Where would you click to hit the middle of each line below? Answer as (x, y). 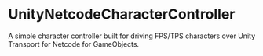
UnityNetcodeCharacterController (122, 14)
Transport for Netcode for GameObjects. (74, 44)
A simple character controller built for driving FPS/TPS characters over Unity (132, 36)
